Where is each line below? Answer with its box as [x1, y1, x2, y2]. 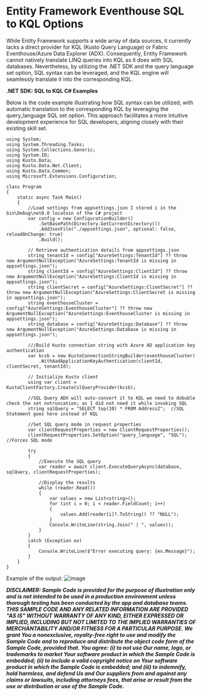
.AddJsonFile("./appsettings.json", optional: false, [38, 226, 177, 232]
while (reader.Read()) [38, 485, 96, 491]
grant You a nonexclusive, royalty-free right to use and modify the [6, 631, 176, 638]
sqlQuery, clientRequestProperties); [6, 469, 101, 475]
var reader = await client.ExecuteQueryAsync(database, [38, 464, 182, 470]
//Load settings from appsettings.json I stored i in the [28, 205, 177, 211]
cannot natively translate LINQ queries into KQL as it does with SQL [6, 56, 174, 63]
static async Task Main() [17, 194, 83, 200]
